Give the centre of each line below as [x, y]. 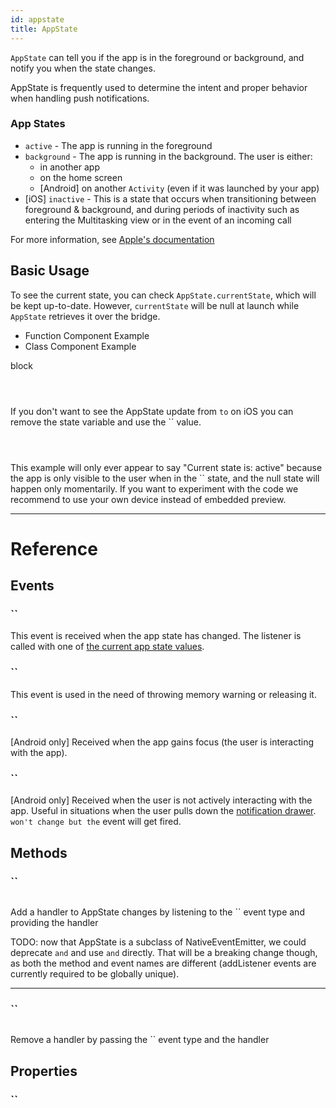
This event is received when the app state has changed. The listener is [156, 636]
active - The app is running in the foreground [118, 145]
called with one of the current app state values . [107, 647]
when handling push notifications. [80, 98]
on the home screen [81, 177]
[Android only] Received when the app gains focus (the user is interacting [162, 742]
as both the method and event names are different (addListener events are [163, 963]
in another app [69, 167]
